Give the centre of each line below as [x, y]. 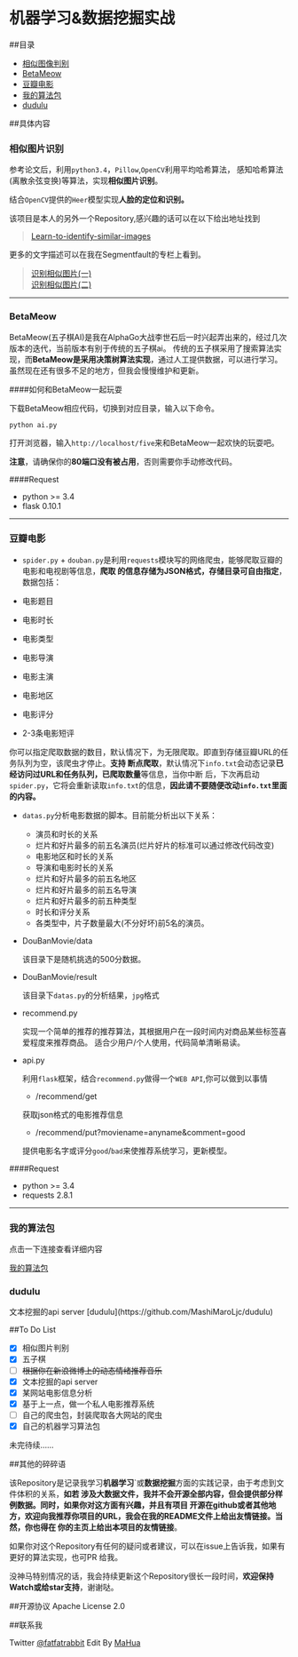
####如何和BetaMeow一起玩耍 [66, 389]
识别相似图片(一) [61, 274]
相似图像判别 [45, 63]
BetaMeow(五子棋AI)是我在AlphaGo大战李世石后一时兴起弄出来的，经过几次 [148, 337]
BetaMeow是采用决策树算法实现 [91, 359]
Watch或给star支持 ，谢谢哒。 [64, 1587]
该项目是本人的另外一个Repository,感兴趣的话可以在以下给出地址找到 [135, 219]
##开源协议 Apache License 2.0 [67, 1605]
